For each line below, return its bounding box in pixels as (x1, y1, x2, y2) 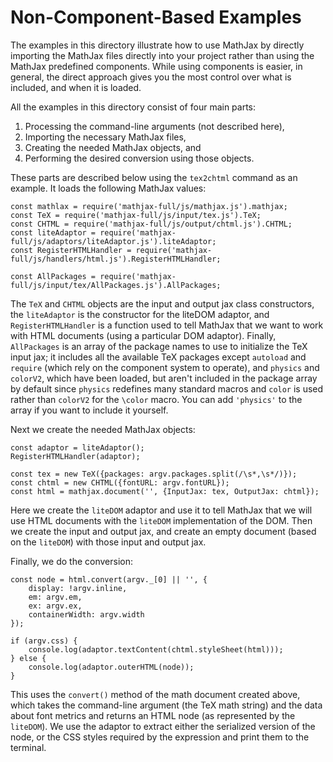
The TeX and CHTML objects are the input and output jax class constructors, (10, 297, 315, 310)
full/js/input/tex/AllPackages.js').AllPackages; (10, 280, 222, 290)
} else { (10, 653, 47, 663)
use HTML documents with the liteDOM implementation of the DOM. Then (10, 514, 313, 526)
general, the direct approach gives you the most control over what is (10, 71, 292, 83)
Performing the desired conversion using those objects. (24, 152, 255, 164)
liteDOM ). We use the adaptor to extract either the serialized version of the (10, 720, 316, 732)
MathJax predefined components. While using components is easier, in (10, 60, 303, 72)
